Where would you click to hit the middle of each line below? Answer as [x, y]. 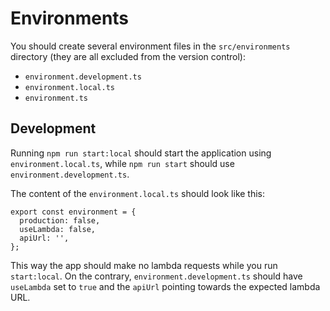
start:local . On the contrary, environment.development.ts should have [156, 276]
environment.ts [56, 98]
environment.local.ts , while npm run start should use [122, 163]
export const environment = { [73, 212]
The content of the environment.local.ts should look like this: [138, 193]
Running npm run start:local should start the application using [141, 153]
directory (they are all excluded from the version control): [128, 56]
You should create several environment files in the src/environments [150, 46]
